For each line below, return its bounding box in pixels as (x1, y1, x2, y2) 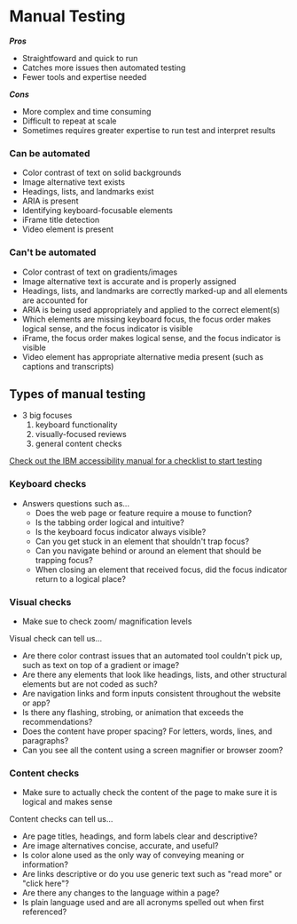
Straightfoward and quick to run (21, 52, 138, 63)
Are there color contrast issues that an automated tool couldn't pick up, (21, 650, 283, 661)
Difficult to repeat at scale (21, 115, 117, 126)
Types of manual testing (9, 386, 146, 402)
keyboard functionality (35, 419, 118, 430)
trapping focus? (35, 554, 93, 565)
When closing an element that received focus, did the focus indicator (35, 564, 288, 575)
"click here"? (21, 878, 69, 889)
